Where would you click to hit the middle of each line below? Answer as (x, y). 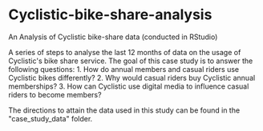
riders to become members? (55, 94)
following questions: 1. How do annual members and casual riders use (123, 69)
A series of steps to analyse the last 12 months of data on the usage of (125, 52)
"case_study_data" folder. (51, 118)
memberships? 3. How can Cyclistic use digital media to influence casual (129, 86)
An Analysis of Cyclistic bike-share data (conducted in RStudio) (113, 37)
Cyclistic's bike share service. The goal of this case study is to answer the (131, 61)
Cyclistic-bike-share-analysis (110, 15)
